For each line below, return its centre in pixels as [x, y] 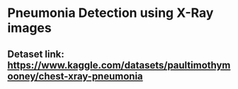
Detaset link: [36, 54]
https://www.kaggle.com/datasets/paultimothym [119, 65]
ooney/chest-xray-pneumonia [75, 76]
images [29, 28]
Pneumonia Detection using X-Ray [110, 13]
